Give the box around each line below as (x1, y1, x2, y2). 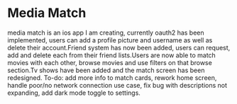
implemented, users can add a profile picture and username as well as (7, 35, 213, 44)
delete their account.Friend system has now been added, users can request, (7, 43, 231, 52)
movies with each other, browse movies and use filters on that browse (7, 58, 213, 67)
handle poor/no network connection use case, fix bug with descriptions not (7, 81, 228, 89)
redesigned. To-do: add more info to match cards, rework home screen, (7, 73, 217, 82)
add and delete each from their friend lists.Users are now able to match (7, 51, 216, 59)
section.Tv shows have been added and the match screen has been (7, 66, 205, 74)
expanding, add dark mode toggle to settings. (7, 88, 140, 97)
